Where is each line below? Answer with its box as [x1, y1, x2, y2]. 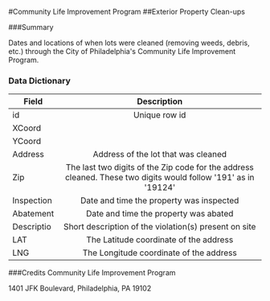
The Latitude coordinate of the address [86, 234, 234, 245]
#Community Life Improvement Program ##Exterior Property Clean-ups [8, 7, 245, 16]
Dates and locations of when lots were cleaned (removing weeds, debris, [8, 38, 251, 47]
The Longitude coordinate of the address [82, 247, 237, 258]
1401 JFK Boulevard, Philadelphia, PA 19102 [8, 283, 152, 293]
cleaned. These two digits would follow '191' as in [64, 172, 255, 183]
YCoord [12, 136, 42, 147]
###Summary [8, 23, 54, 31]
